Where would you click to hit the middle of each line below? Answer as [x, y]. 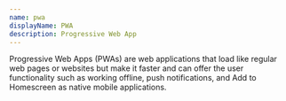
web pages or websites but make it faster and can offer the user [127, 68]
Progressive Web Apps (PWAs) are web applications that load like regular [143, 59]
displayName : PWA [41, 26]
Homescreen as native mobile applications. [88, 87]
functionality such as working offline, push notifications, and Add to [133, 78]
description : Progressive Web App [73, 34]
